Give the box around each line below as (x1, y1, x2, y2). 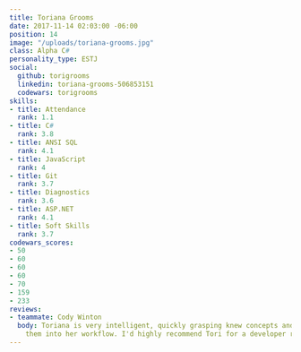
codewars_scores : (9, 238, 74, 247)
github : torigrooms (17, 72, 90, 81)
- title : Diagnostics (9, 188, 90, 197)
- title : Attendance (9, 105, 87, 114)
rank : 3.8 (17, 130, 54, 139)
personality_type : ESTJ (9, 55, 99, 64)
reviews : (9, 305, 42, 313)
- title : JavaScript (9, 154, 87, 164)
